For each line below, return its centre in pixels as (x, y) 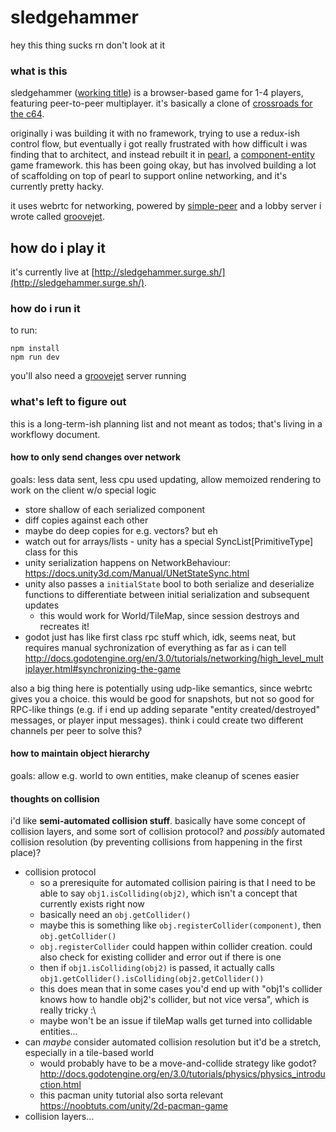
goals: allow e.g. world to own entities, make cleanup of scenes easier (155, 776)
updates (42, 605)
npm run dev (35, 357)
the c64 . (27, 114)
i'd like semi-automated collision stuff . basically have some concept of (158, 821)
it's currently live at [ (52, 272)
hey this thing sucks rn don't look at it (88, 45)
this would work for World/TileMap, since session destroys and (169, 615)
